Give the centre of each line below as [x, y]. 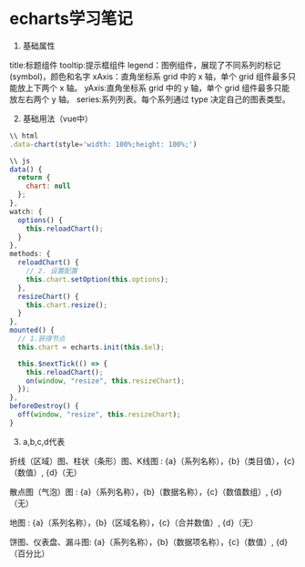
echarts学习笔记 [71, 19]
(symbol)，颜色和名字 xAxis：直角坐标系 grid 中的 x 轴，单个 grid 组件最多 [149, 76]
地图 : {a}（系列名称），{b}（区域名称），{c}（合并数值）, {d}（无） [134, 522]
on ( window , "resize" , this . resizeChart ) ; [105, 381]
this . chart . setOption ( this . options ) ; [97, 279]
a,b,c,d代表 [44, 441]
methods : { [30, 254]
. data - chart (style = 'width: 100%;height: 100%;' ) [103, 144]
